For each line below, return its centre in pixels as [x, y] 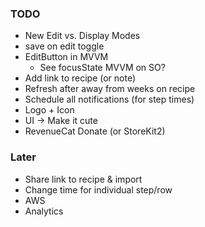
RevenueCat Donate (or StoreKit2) [95, 131]
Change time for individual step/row [98, 189]
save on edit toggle [64, 46]
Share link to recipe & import [83, 179]
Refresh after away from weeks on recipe [110, 89]
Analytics [44, 211]
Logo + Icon [49, 110]
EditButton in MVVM [66, 57]
